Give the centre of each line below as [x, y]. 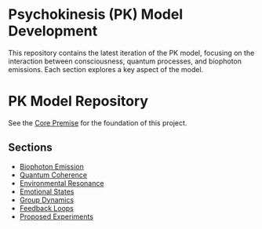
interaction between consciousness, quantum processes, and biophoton [125, 61]
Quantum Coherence [53, 175]
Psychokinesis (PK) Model [95, 15]
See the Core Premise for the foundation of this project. [98, 122]
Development [53, 31]
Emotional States [47, 191]
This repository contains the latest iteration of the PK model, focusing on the [131, 53]
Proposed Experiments [56, 216]
